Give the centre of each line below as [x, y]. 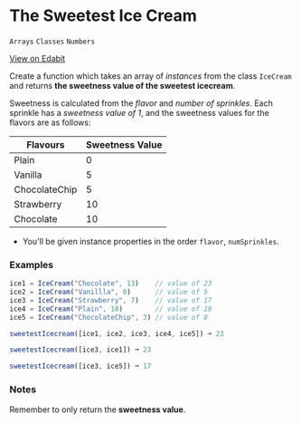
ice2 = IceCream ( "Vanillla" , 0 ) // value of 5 [108, 292]
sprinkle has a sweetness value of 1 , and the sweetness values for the [139, 112]
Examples [32, 265]
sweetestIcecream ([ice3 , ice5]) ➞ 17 [80, 366]
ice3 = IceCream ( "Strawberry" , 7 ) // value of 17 [111, 300]
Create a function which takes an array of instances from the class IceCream [150, 76]
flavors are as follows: [50, 122]
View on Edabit [38, 58]
